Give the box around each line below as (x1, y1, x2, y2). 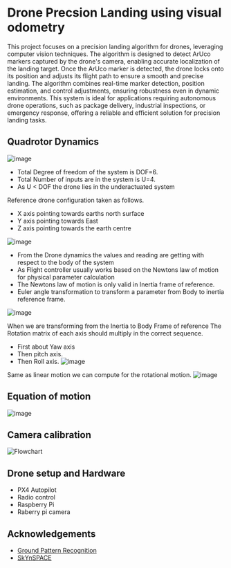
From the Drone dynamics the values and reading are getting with (17, 250, 204, 259)
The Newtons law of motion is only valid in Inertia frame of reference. (17, 280, 215, 288)
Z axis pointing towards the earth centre (17, 223, 131, 232)
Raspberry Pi (17, 500, 55, 509)
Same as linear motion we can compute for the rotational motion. (7, 370, 192, 378)
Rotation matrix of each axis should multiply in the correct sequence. (7, 329, 203, 337)
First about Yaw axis (17, 342, 75, 351)
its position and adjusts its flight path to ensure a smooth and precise (7, 71, 204, 80)
